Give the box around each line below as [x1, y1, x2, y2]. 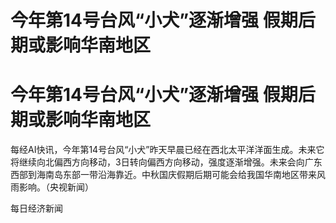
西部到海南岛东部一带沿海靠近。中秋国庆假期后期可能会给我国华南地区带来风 [10, 169, 326, 181]
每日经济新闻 [10, 202, 63, 215]
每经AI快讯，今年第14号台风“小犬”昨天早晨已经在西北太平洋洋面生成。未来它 [10, 144, 325, 156]
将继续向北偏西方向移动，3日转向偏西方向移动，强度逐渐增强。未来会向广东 [10, 156, 323, 168]
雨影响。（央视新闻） [10, 181, 94, 193]
